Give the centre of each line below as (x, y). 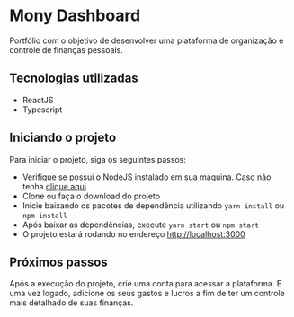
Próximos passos (58, 262)
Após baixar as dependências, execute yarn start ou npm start (140, 225)
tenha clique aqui (54, 186)
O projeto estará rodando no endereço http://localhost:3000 (134, 233)
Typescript (42, 110)
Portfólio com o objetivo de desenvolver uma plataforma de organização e (147, 40)
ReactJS (38, 100)
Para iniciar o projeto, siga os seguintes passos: (98, 159)
